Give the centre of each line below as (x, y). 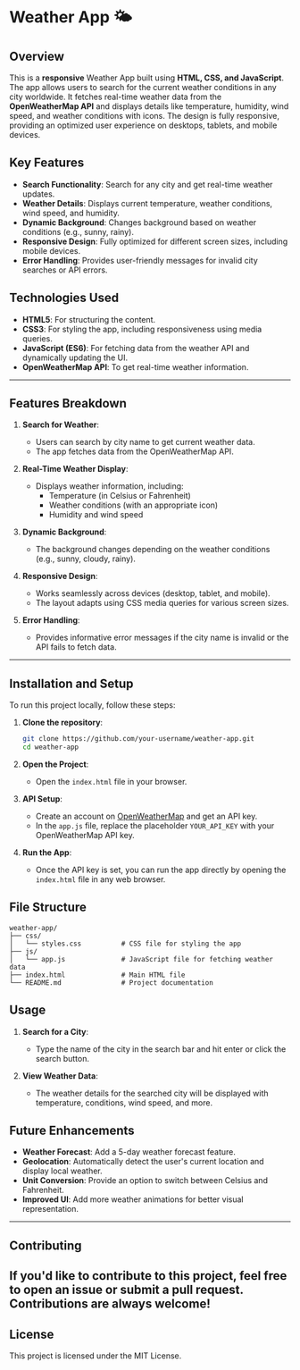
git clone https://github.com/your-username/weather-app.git (138, 739)
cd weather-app (50, 747)
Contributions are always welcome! (110, 1304)
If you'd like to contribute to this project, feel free (148, 1276)
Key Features (47, 163)
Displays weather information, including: (110, 486)
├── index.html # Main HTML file (97, 975)
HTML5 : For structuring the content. (89, 319)
